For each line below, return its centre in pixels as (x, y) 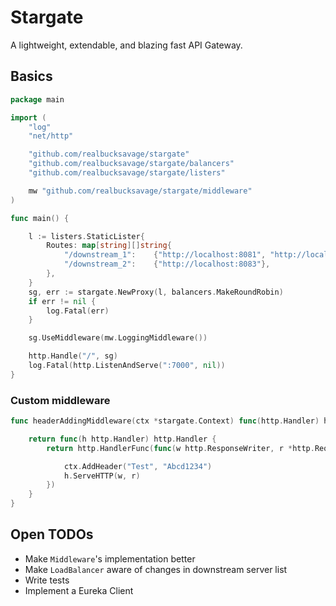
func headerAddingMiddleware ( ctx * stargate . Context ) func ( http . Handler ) (165, 421)
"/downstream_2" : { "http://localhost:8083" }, (167, 264)
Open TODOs (52, 534)
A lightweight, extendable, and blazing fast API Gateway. (126, 45)
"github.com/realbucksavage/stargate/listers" (127, 173)
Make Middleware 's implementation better (110, 558)
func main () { (40, 218)
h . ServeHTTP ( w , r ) (102, 476)
